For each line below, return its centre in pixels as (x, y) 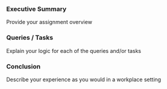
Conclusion (24, 66)
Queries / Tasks (30, 38)
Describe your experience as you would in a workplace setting (84, 79)
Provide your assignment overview (49, 22)
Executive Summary (36, 9)
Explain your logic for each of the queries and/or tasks (74, 51)
